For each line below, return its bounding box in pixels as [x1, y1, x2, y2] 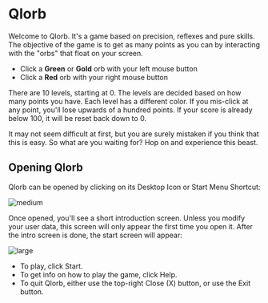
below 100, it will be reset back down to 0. [8, 113, 146, 123]
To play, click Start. [19, 261, 83, 271]
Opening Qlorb [8, 161, 84, 175]
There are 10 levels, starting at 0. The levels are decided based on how [8, 87, 242, 97]
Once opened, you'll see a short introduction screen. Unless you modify [8, 213, 246, 223]
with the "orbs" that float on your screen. [8, 48, 144, 58]
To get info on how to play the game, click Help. [19, 269, 178, 279]
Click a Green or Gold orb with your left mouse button [19, 63, 198, 73]
